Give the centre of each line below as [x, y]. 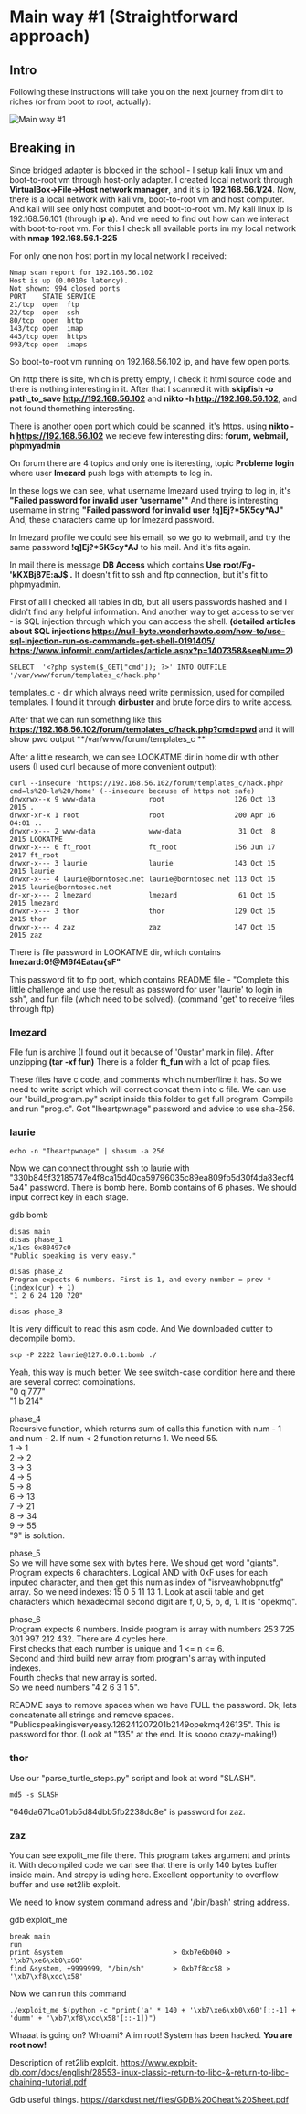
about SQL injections [50, 631]
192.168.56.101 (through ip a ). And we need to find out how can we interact [149, 218]
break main [30, 1937]
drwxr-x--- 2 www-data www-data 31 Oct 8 [142, 831]
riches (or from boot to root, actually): [80, 101]
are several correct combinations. [73, 1382]
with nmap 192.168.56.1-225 [63, 238]
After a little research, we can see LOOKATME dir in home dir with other [144, 757]
